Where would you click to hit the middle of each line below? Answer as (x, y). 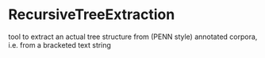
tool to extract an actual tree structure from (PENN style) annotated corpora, (133, 37)
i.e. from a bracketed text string (60, 44)
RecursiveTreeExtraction (92, 15)
